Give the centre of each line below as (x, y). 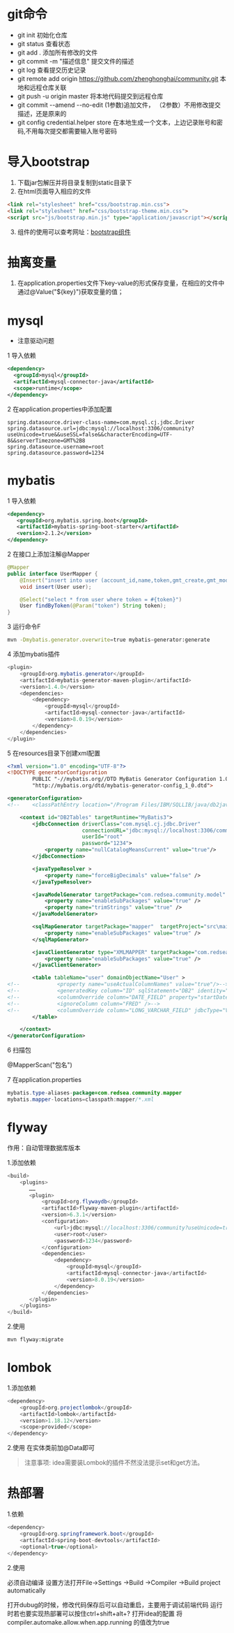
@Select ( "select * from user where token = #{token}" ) (101, 599)
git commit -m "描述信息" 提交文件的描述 (76, 61)
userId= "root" (102, 837)
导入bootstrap (48, 162)
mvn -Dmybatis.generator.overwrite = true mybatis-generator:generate (109, 640)
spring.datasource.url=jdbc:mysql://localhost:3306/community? (101, 428)
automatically (26, 1590)
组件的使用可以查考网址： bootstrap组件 (74, 232)
